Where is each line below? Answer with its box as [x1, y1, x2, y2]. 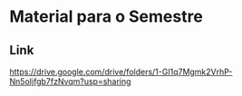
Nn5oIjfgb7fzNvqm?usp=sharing [9, 76, 131, 87]
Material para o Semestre [9, 6, 204, 27]
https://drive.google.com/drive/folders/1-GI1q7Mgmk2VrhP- [9, 66, 233, 77]
